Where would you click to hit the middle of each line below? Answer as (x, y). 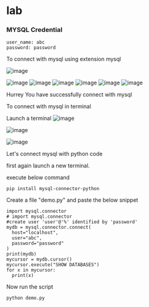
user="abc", (27, 238)
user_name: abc (26, 43)
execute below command (38, 177)
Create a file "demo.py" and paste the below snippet (72, 200)
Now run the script (30, 287)
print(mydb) (21, 254)
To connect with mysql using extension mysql (64, 59)
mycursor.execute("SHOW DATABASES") (53, 265)
